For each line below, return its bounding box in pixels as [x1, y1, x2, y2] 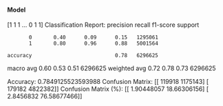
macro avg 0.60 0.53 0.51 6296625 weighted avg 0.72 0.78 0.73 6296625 [7, 64, 216, 72]
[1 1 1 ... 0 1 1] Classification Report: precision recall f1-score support [7, 21, 200, 29]
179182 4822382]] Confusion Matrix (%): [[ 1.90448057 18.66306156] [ [7, 85, 209, 93]
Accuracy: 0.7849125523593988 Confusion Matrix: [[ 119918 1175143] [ [7, 78, 209, 86]
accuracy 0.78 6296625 [7, 52, 158, 59]
